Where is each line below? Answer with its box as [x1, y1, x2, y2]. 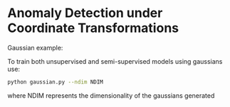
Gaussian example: [7, 43, 63, 52]
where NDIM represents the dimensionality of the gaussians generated [7, 91, 215, 100]
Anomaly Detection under [7, 5, 163, 21]
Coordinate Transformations [7, 20, 179, 36]
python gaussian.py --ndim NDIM [7, 78, 103, 86]
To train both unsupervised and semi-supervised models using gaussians [7, 57, 223, 65]
